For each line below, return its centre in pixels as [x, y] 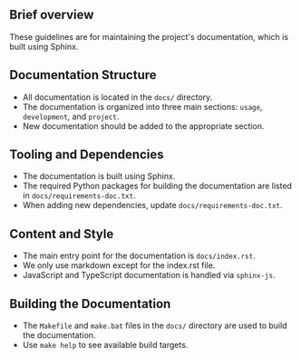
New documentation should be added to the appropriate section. [143, 125]
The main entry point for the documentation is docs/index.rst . [139, 256]
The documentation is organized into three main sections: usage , [142, 106]
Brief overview [52, 15]
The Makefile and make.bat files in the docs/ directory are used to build [155, 325]
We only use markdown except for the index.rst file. [119, 265]
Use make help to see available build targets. [105, 345]
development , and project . [71, 116]
